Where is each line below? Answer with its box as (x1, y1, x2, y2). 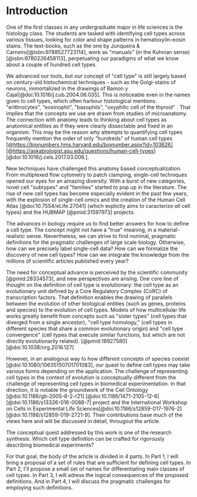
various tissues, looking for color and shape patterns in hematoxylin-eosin (6, 36, 186, 43)
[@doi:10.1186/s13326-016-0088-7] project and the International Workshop (6, 398, 188, 406)
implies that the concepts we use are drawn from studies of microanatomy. (6, 110, 188, 117)
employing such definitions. (6, 483, 74, 491)
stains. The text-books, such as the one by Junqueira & (6, 42, 140, 49)
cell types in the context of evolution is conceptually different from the (6, 374, 176, 381)
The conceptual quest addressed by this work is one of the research (6, 429, 172, 436)
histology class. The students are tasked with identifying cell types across (6, 29, 185, 36)
